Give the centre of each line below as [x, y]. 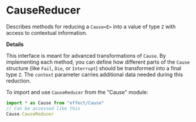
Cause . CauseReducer [30, 114]
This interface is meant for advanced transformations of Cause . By [86, 55]
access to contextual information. [47, 32]
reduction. [19, 81]
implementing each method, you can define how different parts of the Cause [98, 62]
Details [15, 44]
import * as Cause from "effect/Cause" [55, 103]
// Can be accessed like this [43, 108]
